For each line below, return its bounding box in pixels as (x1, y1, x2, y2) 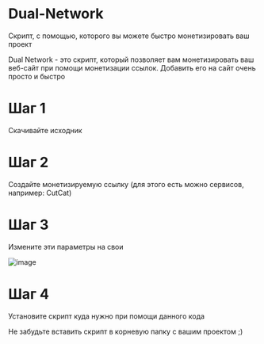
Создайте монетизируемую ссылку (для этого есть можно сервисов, (8, 179, 244, 189)
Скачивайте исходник (8, 125, 82, 135)
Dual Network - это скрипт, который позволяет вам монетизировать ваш (8, 55, 254, 64)
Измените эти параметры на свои (8, 242, 124, 251)
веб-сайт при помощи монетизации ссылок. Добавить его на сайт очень (8, 63, 256, 72)
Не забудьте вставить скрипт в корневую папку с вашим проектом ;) (8, 327, 243, 336)
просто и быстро (8, 71, 66, 81)
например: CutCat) (8, 188, 72, 197)
